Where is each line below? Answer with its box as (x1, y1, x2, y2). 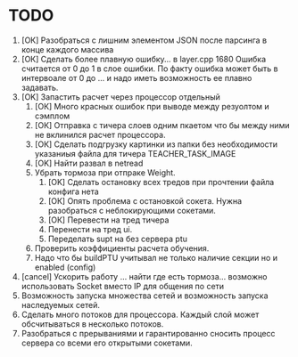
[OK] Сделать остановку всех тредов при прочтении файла (47, 176, 275, 187)
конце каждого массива (21, 44, 114, 54)
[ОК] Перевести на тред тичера (47, 215, 170, 225)
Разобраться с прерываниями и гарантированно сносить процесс (21, 328, 276, 338)
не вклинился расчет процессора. (34, 129, 166, 140)
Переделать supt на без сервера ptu (47, 233, 188, 244)
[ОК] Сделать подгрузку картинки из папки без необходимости (34, 139, 278, 150)
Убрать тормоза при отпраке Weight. (34, 166, 176, 178)
